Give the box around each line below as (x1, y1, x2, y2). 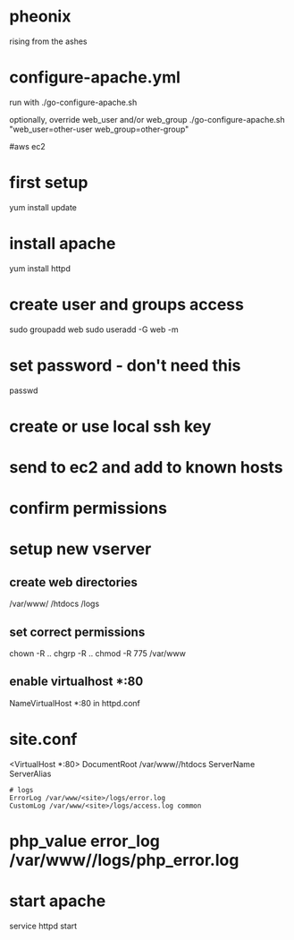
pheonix (9, 6, 71, 27)
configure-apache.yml (9, 67, 181, 88)
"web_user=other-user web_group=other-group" (9, 124, 189, 134)
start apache (9, 891, 106, 911)
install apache (9, 234, 116, 253)
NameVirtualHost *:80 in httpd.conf (9, 697, 141, 708)
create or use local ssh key (9, 416, 212, 436)
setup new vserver (9, 539, 152, 560)
